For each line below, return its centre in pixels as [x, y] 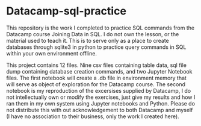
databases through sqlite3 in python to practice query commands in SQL [96, 47]
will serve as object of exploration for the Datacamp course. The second [96, 84]
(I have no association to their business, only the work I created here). [93, 116]
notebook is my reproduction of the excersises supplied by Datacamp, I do [99, 90]
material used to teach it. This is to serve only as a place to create [88, 40]
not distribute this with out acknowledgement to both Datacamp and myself [100, 110]
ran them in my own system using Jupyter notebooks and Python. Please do [101, 103]
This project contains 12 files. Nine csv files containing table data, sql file [96, 65]
